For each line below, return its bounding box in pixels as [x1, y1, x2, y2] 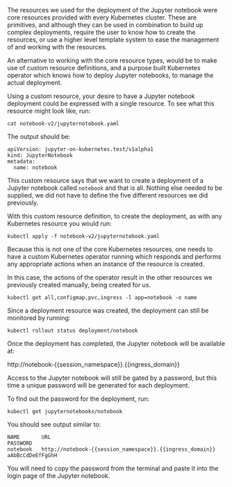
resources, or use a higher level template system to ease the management [7, 35, 219, 44]
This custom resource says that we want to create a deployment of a [7, 177, 204, 184]
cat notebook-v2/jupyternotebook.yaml [7, 120, 119, 127]
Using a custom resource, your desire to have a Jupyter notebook [7, 92, 196, 100]
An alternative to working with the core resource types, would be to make [7, 56, 217, 65]
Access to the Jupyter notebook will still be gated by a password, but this [7, 374, 217, 382]
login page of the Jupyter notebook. [7, 472, 110, 479]
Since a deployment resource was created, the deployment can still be [7, 306, 209, 314]
